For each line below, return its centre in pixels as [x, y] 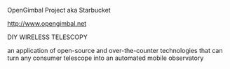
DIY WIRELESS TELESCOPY [47, 37]
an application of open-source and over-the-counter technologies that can [115, 51]
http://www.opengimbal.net [47, 23]
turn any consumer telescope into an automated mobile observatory [106, 58]
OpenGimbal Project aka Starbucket [59, 10]
